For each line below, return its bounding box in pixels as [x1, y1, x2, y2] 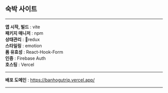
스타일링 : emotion [5, 42, 42, 49]
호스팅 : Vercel [5, 61, 34, 67]
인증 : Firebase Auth [5, 55, 46, 61]
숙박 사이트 [5, 5, 37, 14]
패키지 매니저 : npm [5, 30, 43, 36]
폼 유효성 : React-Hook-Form [5, 49, 63, 55]
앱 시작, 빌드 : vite [5, 24, 40, 30]
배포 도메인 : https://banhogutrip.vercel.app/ [5, 77, 95, 83]
